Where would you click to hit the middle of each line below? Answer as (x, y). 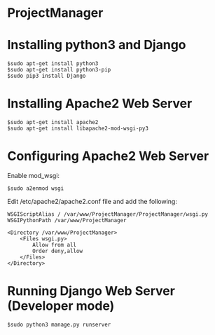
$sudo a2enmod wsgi (36, 189)
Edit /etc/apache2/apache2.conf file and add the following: (92, 201)
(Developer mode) (61, 306)
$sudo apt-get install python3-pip (59, 70)
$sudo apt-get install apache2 (53, 123)
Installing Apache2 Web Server (100, 104)
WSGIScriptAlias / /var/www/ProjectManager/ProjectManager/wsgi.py (108, 214)
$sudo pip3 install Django (47, 76)
